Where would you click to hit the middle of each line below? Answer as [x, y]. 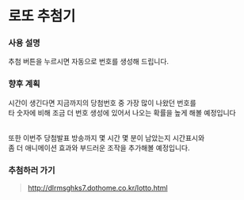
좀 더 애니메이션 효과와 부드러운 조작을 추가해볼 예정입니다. [99, 148]
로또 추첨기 [42, 16]
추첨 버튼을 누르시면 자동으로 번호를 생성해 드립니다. [88, 62]
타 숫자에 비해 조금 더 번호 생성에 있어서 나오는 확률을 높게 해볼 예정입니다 [122, 112]
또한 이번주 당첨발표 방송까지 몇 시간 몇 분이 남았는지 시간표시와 [107, 138]
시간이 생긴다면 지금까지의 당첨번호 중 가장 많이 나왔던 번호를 [102, 103]
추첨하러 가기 [32, 170]
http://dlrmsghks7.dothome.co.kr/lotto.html [97, 188]
